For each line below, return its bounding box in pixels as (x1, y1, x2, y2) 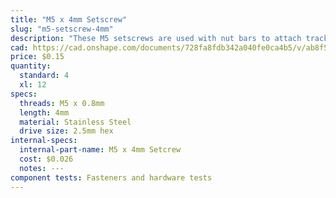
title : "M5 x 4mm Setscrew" (10, 14, 128, 25)
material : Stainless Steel (19, 117, 132, 127)
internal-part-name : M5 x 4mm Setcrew (19, 145, 182, 155)
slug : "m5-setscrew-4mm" (10, 24, 114, 34)
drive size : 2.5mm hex (19, 126, 114, 136)
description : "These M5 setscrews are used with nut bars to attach (10, 33, 302, 43)
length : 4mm (19, 107, 70, 118)
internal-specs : (10, 136, 78, 146)
